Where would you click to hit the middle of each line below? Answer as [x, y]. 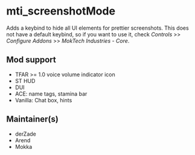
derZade [25, 134]
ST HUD [25, 81]
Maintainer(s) [32, 119]
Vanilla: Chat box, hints [43, 100]
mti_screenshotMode [61, 11]
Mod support [31, 60]
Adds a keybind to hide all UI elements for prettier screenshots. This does [97, 28]
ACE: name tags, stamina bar [51, 94]
